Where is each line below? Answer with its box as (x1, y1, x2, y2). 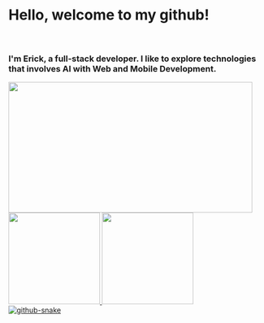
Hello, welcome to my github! (8, 6, 210, 24)
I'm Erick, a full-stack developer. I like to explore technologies (8, 53, 257, 64)
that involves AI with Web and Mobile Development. (8, 63, 217, 74)
